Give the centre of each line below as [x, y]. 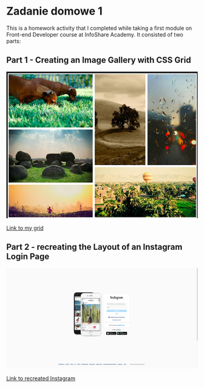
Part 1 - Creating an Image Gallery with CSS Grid [99, 60]
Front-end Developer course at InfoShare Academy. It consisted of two [95, 34]
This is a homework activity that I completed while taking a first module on [99, 28]
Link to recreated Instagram [41, 378]
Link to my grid [25, 228]
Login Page [28, 256]
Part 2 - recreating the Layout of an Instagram [94, 247]
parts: [14, 41]
